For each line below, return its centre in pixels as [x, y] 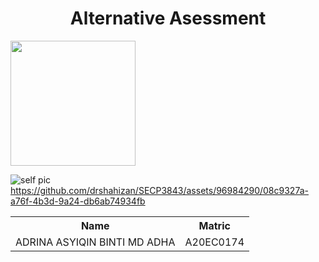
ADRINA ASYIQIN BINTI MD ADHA [95, 242]
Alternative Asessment [168, 18]
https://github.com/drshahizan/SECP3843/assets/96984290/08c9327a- [159, 190]
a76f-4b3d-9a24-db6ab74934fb [78, 201]
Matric [214, 225]
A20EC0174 [214, 242]
